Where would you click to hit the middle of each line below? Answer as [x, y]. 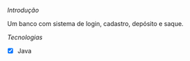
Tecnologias [25, 37]
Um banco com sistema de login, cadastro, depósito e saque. [95, 23]
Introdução [23, 10]
